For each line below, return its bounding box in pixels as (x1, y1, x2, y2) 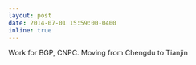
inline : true (8, 26, 52, 34)
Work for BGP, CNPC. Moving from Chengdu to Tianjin (8, 48, 189, 58)
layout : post (8, 11, 52, 20)
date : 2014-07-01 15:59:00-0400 (8, 19, 116, 27)
